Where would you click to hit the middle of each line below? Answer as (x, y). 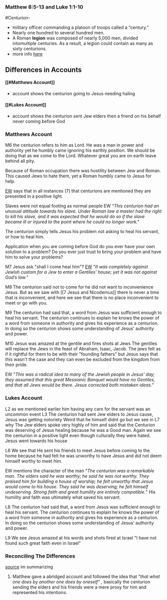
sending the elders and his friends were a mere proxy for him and (79, 587)
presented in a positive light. (34, 196)
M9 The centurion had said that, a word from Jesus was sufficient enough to (83, 312)
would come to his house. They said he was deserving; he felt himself (77, 486)
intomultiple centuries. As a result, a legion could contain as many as (83, 43)
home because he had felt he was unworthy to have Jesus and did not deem (83, 456)
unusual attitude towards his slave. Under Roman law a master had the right (83, 211)
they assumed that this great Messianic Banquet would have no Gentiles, (80, 380)
